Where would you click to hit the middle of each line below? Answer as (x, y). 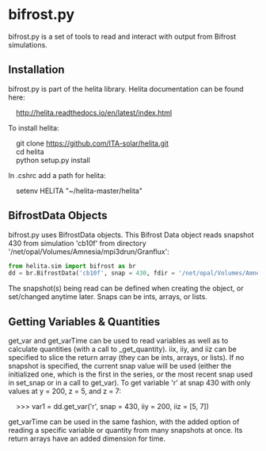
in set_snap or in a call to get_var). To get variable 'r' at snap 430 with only (129, 383)
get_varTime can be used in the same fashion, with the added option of (124, 422)
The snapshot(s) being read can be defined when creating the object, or (126, 288)
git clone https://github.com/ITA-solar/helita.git (92, 143)
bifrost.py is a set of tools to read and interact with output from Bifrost (122, 36)
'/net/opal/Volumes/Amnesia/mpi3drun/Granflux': (89, 252)
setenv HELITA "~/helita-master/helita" (79, 191)
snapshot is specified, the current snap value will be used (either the (120, 366)
